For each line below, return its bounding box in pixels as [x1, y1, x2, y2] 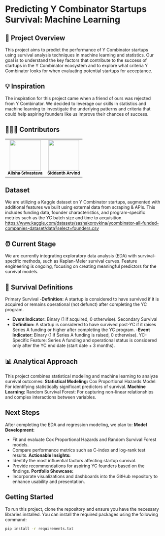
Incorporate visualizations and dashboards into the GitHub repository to [12, 473, 158, 479]
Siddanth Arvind [47, 170, 80, 176]
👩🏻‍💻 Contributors [5, 125, 60, 134]
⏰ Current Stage [5, 240, 56, 248]
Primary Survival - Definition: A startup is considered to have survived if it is [5, 296, 159, 302]
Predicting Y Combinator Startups [5, 3, 147, 15]
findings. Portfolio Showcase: [12, 468, 74, 474]
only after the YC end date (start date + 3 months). [12, 342, 115, 348]
